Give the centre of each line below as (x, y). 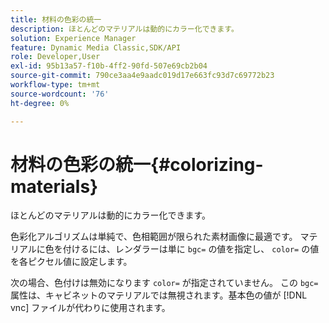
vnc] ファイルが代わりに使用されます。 (90, 308)
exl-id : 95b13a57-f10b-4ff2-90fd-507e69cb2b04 (109, 66)
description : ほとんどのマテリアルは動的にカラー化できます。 (124, 29)
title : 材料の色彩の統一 (56, 19)
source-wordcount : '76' (60, 94)
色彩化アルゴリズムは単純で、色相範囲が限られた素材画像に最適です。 (154, 237)
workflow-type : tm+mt (55, 85)
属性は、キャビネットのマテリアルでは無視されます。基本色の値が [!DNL (159, 295)
